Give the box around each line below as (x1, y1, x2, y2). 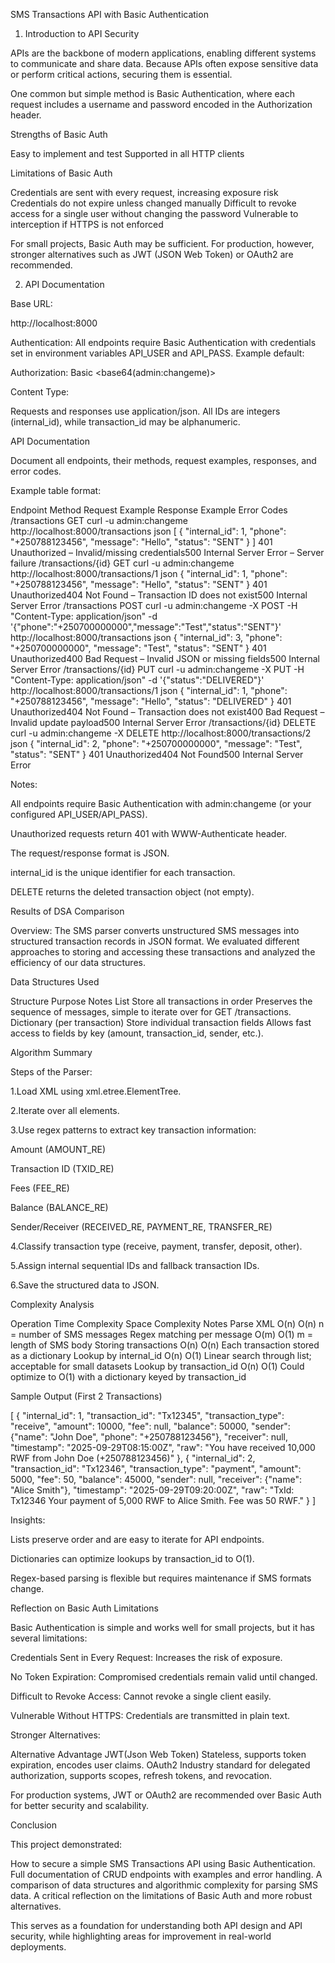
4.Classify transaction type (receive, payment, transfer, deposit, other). (10, 1240, 303, 1252)
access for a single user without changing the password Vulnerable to (10, 208, 299, 219)
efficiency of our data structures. (10, 957, 146, 968)
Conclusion (10, 1819, 58, 1831)
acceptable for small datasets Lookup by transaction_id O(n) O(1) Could (10, 1360, 305, 1372)
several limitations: (10, 1632, 88, 1644)
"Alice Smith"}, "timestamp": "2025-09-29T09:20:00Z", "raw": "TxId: (10, 1484, 295, 1496)
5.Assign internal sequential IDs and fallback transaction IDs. (10, 1260, 260, 1271)
